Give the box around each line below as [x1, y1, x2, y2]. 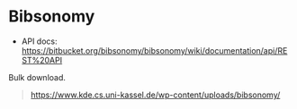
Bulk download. [8, 71, 67, 82]
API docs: [21, 36, 58, 46]
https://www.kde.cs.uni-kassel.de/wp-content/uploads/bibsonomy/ [30, 89, 281, 100]
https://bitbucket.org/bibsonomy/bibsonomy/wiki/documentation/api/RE [21, 45, 288, 55]
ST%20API [21, 54, 63, 65]
